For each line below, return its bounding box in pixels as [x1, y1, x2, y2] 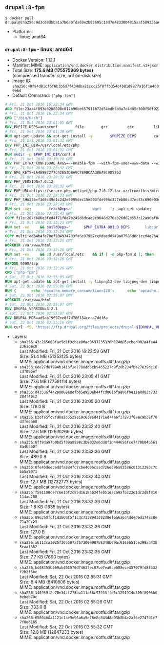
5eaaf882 [19, 544, 38, 549]
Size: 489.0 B [19, 453, 47, 459]
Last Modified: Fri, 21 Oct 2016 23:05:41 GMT [19, 373, 111, 379]
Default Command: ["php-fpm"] [12, 92, 76, 98]
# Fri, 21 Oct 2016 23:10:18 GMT [5, 156, 73, 161]
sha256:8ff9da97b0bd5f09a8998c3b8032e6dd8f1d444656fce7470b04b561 [19, 440, 158, 445]
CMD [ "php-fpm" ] [5, 270, 38, 275]
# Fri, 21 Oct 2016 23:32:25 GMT [5, 238, 73, 244]
